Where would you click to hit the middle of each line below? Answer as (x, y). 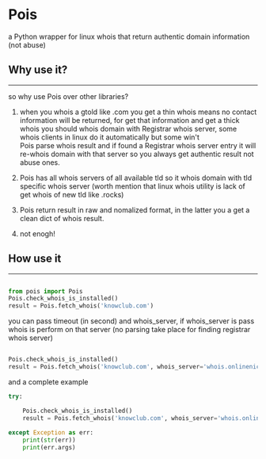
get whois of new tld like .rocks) (72, 194)
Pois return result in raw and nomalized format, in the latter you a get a (135, 210)
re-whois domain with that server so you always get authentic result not (137, 154)
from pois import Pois (46, 291)
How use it (35, 259)
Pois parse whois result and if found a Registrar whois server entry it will (138, 145)
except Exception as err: (51, 433)
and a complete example (48, 381)
